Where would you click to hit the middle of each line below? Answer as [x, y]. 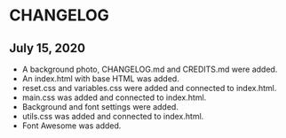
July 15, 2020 [48, 48]
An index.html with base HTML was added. [100, 79]
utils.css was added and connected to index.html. [113, 116]
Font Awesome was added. [71, 126]
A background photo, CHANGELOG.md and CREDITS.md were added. [150, 69]
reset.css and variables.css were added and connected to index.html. [149, 88]
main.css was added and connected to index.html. [114, 97]
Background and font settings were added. [100, 107]
